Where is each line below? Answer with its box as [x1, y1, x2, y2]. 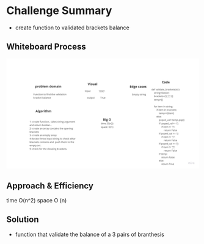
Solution [6, 215, 39, 225]
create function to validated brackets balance [15, 24, 129, 31]
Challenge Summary [6, 4, 112, 18]
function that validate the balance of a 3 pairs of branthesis [15, 231, 165, 238]
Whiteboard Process [6, 42, 87, 52]
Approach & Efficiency [6, 180, 93, 191]
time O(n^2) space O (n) [6, 196, 67, 204]
